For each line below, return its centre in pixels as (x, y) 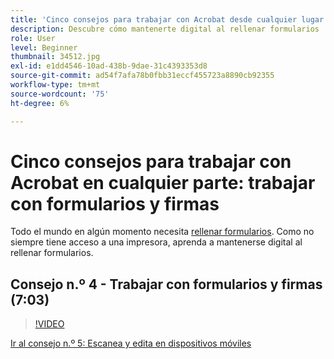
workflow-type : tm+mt (55, 85)
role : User (33, 38)
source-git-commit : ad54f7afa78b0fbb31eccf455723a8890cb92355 (142, 76)
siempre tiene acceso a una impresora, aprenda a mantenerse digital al (156, 242)
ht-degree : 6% (40, 103)
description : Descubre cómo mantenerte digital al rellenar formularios (165, 29)
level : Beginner (44, 47)
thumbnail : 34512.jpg (55, 57)
